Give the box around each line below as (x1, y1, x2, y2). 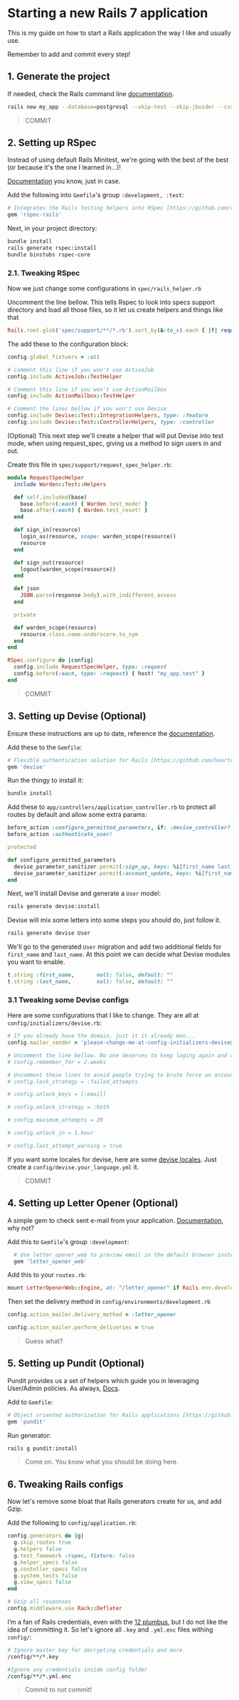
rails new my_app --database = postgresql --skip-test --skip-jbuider (7, 103, 215, 110)
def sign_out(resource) (14, 559, 84, 566)
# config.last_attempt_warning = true (7, 1142, 122, 1149)
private (14, 611, 37, 618)
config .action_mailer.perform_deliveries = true (7, 1324, 154, 1331)
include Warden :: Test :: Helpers (14, 481, 107, 488)
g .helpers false (14, 1545, 62, 1553)
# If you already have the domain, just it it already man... (7, 1033, 196, 1040)
